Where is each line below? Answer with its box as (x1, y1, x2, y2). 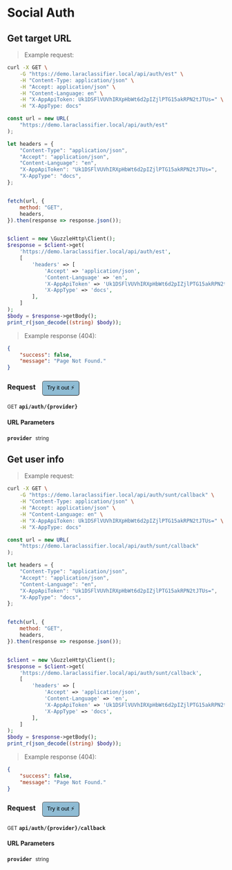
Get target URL (7, 33, 72, 44)
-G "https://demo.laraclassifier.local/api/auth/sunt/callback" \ (19, 492, 215, 499)
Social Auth (7, 5, 75, 21)
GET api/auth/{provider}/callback (7, 824, 106, 831)
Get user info (7, 454, 64, 465)
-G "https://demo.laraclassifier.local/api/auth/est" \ (19, 71, 184, 77)
